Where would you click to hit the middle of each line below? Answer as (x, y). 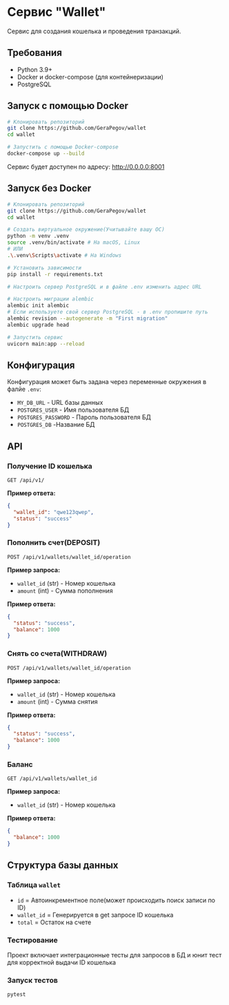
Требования (34, 53)
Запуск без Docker (49, 188)
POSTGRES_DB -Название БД (56, 425)
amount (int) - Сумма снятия (57, 701)
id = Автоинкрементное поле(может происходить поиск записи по (116, 900)
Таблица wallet (34, 885)
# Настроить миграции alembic (51, 299)
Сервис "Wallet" (57, 12)
